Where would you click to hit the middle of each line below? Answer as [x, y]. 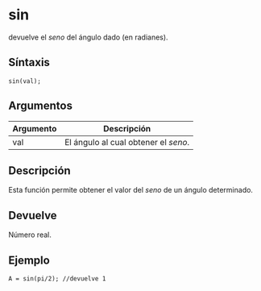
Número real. [30, 235]
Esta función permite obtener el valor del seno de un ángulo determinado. [131, 190]
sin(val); [25, 81]
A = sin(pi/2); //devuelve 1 [57, 279]
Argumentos [40, 106]
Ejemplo [29, 260]
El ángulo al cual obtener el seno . [127, 142]
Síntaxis [29, 62]
